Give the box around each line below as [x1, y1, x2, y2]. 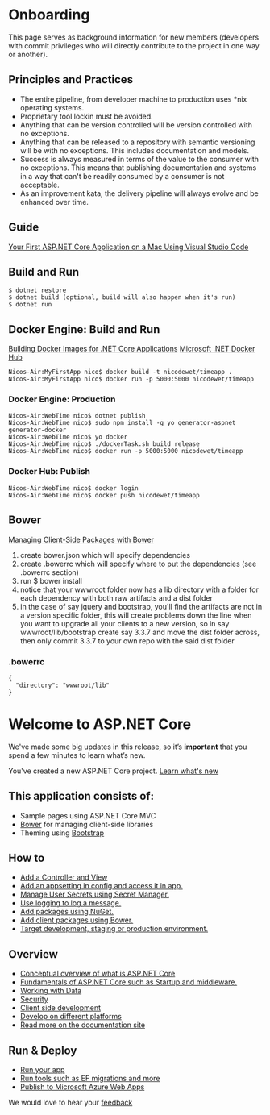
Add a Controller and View [19, 872, 108, 882]
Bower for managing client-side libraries [19, 819, 154, 829]
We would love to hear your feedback [8, 1098, 133, 1108]
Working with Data [19, 986, 82, 996]
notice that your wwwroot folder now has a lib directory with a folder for [19, 585, 260, 594]
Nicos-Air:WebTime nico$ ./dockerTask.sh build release [8, 440, 200, 448]
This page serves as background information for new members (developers [8, 32, 260, 42]
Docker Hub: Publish [8, 466, 91, 477]
